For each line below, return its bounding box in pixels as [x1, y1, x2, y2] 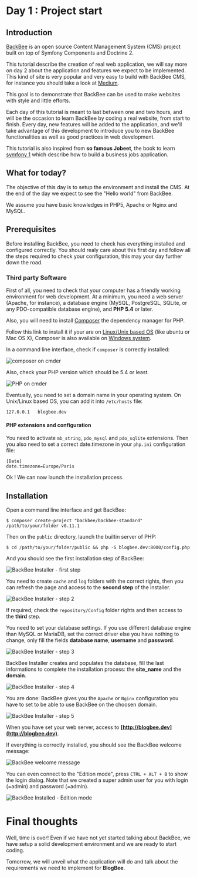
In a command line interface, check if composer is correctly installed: [6, 345, 170, 353]
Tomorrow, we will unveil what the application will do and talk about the [6, 858, 178, 865]
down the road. [6, 258, 43, 266]
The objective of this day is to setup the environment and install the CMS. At [6, 183, 190, 190]
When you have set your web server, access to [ [6, 724, 123, 731]
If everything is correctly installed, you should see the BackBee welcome [6, 741, 182, 748]
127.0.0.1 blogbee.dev [6, 409, 67, 415]
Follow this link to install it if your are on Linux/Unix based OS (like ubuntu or [6, 328, 190, 335]
